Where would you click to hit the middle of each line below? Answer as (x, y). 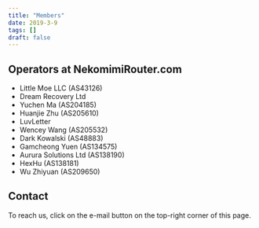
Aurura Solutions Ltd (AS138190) (72, 155)
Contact (28, 196)
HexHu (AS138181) (49, 164)
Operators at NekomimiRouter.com (95, 69)
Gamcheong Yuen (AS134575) (68, 147)
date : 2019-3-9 (33, 23)
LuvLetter (35, 122)
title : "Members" (36, 15)
